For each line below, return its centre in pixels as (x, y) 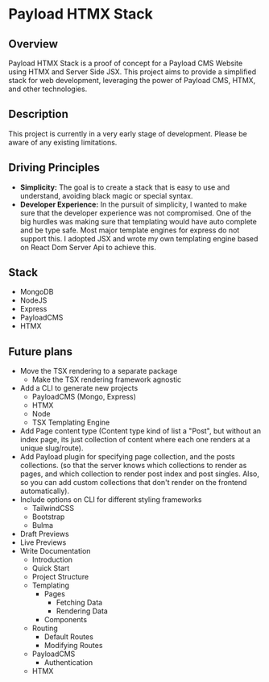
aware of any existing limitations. (63, 142)
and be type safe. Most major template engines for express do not (130, 230)
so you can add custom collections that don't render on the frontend (133, 483)
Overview (33, 44)
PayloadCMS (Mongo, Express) (84, 397)
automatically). (45, 491)
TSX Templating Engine (71, 423)
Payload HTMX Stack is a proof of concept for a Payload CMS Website (126, 63)
